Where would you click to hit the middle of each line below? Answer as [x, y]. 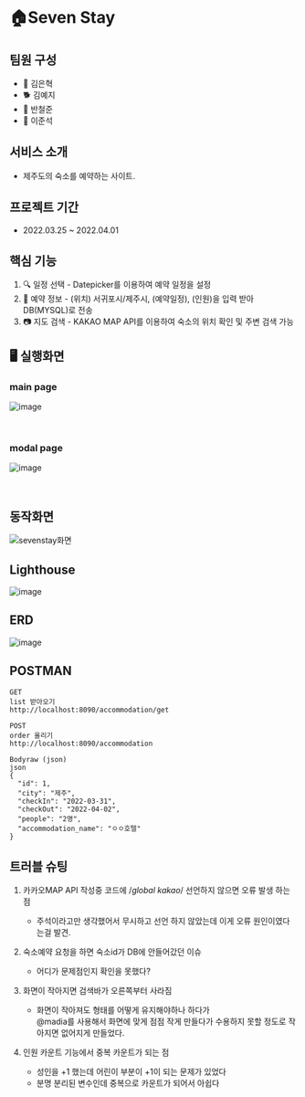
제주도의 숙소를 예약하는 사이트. [79, 175]
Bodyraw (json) [38, 759]
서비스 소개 [39, 152]
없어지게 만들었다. [93, 1033]
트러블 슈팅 [39, 867]
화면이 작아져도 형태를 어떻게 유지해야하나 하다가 [123, 1010]
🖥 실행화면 [37, 356]
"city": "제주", [47, 793]
